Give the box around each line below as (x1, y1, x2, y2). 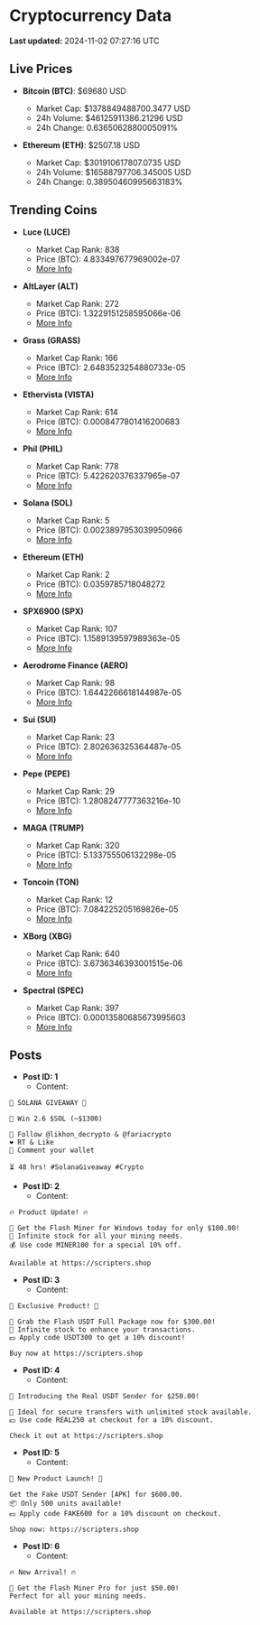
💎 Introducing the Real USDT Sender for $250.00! (9, 1392, 200, 1401)
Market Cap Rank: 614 (35, 406, 119, 417)
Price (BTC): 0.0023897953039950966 (35, 525, 183, 535)
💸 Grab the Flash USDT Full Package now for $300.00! (9, 1317, 217, 1327)
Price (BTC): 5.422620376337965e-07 (35, 470, 181, 481)
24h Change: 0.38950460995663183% (35, 176, 183, 187)
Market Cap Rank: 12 (35, 894, 114, 905)
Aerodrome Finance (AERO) (22, 660, 129, 671)
